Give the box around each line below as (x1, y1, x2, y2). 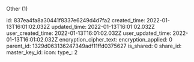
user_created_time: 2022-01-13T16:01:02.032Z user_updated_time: (6, 29, 172, 37)
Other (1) (6, 5, 28, 12)
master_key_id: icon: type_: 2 (6, 49, 78, 56)
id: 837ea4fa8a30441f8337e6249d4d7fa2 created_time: (6, 17, 145, 23)
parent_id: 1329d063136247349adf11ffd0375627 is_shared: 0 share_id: (6, 42, 182, 49)
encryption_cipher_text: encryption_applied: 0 (59, 36, 173, 43)
